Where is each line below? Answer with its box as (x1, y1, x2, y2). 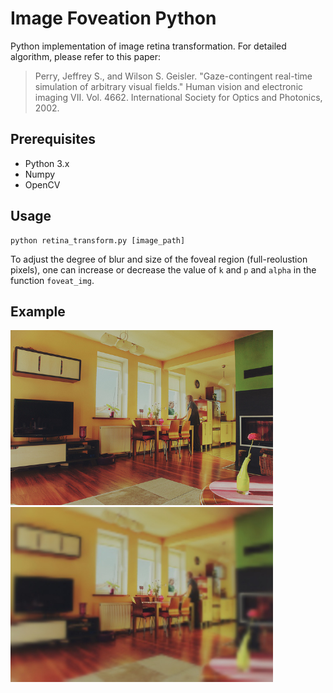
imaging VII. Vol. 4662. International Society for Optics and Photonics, (34, 91, 323, 103)
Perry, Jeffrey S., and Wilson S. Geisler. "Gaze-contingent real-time (34, 70, 313, 82)
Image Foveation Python (10, 7, 217, 30)
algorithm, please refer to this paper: (10, 50, 162, 62)
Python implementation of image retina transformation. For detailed (10, 40, 287, 52)
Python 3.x (24, 157, 70, 169)
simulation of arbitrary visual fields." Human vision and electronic (34, 80, 304, 92)
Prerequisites (10, 131, 96, 148)
